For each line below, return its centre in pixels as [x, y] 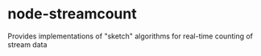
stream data [27, 44]
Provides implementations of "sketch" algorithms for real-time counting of [130, 36]
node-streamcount [72, 14]
